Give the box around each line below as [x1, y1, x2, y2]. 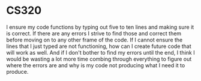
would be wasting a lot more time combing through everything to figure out [6, 55, 192, 62]
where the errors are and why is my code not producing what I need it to [6, 61, 185, 69]
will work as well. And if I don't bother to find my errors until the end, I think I [6, 49, 195, 56]
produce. [6, 68, 29, 75]
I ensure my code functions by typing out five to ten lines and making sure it [6, 23, 194, 31]
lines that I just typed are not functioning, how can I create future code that [6, 43, 192, 50]
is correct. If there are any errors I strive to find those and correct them [6, 29, 182, 37]
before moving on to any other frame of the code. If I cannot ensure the [6, 36, 183, 43]
